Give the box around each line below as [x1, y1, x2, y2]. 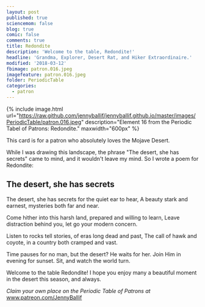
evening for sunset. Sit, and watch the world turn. [6, 257, 131, 264]
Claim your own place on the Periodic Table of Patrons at [6, 287, 151, 294]
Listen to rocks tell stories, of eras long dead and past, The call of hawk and [6, 232, 197, 239]
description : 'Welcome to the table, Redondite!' [6, 49, 135, 55]
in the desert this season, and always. [6, 275, 102, 283]
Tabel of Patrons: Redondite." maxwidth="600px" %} [6, 125, 140, 132]
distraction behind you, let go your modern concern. [6, 220, 138, 227]
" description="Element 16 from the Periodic [81, 118, 192, 125]
